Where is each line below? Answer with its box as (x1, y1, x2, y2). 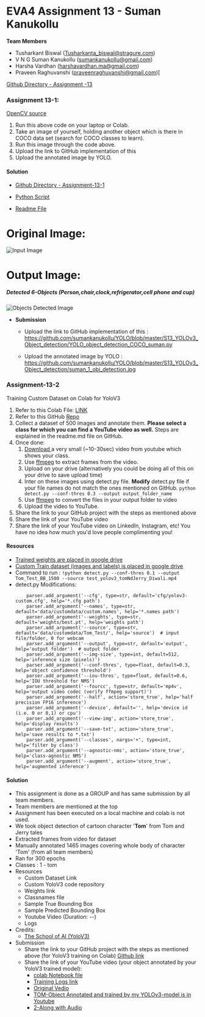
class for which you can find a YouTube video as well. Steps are (15, 425, 179, 433)
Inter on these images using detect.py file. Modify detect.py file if (24, 477, 190, 485)
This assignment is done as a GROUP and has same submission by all (15, 790, 190, 797)
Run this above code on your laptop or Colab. (15, 121, 129, 129)
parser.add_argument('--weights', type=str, (26, 614, 142, 620)
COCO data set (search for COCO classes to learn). (15, 134, 145, 142)
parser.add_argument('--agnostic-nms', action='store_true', (26, 748, 185, 754)
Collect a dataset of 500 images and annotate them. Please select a (15, 419, 187, 427)
